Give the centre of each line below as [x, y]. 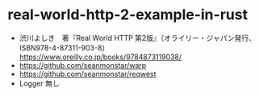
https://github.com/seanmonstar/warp [83, 65]
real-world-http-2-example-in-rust [127, 15]
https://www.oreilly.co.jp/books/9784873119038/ [100, 57]
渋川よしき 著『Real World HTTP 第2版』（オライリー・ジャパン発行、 [137, 38]
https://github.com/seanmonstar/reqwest [88, 74]
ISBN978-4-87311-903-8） [64, 48]
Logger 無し [39, 83]
